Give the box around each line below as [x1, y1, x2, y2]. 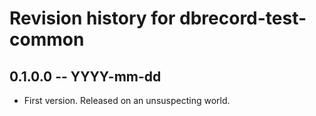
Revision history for [9, 7, 176, 30]
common [9, 28, 85, 51]
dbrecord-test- [179, 7, 307, 30]
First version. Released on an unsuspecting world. [23, 95, 231, 106]
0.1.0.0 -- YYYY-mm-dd [9, 68, 162, 85]
